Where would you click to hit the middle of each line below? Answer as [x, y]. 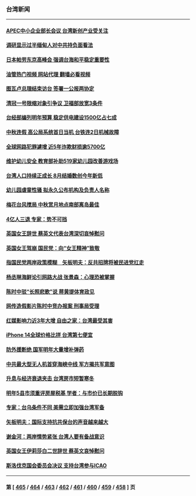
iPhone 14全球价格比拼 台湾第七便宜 [50, 335]
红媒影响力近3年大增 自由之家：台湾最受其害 [60, 320]
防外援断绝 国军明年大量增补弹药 [45, 349]
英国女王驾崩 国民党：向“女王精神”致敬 [53, 248]
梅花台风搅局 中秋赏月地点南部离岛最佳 [53, 205]
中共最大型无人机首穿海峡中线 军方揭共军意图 [60, 364]
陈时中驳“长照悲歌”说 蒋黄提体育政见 [50, 292]
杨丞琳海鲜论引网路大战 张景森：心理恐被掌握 [60, 277]
